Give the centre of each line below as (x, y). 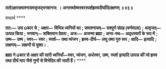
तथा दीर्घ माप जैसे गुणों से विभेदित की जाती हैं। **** (45, 61)
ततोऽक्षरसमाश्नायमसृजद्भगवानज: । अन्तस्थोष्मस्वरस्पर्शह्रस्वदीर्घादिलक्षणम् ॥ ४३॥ (69, 8)
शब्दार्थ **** (15, 18)
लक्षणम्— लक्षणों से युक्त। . (27, 45)
